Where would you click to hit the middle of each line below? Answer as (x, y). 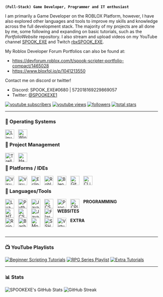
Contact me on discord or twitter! (38, 80)
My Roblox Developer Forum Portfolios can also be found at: (65, 51)
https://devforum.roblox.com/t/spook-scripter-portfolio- (68, 61)
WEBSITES (68, 211)
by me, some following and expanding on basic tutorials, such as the (73, 31)
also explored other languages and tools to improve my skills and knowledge (81, 21)
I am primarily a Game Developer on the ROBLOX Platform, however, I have (80, 16)
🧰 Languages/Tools (28, 191)
